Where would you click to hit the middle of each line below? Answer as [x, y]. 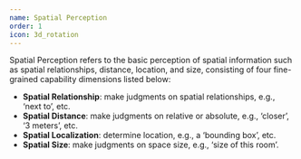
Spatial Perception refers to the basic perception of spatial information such [151, 61]
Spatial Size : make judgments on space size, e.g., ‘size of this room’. [150, 145]
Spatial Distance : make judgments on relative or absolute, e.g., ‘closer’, [156, 116]
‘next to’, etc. [46, 107]
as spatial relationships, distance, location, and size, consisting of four [141, 70]
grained [24, 79]
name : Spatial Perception [58, 18]
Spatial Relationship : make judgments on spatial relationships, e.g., [149, 97]
